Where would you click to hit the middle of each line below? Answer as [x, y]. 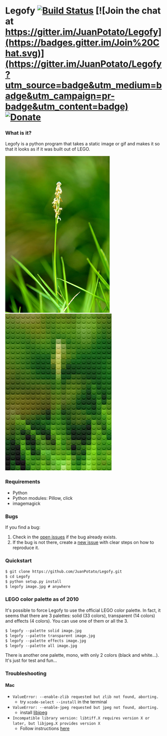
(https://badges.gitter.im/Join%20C [82, 43]
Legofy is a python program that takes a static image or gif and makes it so [82, 144]
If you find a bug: [23, 527]
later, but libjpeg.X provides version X [56, 723]
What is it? [18, 133]
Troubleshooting [26, 673]
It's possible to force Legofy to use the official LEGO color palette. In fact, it [83, 610]
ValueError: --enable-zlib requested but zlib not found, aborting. [86, 697]
